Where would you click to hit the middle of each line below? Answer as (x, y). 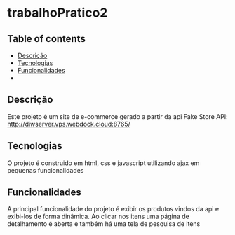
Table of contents (46, 39)
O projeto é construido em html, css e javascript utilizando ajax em (103, 163)
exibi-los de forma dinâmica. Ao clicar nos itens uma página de (98, 216)
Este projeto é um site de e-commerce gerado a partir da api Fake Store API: (117, 116)
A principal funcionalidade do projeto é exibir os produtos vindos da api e (113, 209)
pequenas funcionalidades (46, 170)
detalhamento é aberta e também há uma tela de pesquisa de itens (104, 224)
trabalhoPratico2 (58, 13)
